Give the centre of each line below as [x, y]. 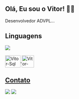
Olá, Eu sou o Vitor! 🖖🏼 [40, 9]
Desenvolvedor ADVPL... [30, 20]
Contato [18, 80]
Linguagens [24, 36]
